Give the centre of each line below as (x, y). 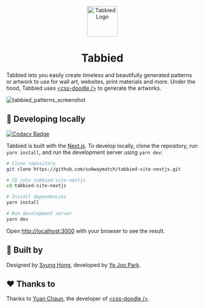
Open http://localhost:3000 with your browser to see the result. (86, 231)
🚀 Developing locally (46, 119)
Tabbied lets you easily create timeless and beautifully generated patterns (99, 75)
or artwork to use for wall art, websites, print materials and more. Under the (101, 81)
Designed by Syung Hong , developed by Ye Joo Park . (74, 265)
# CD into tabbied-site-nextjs (46, 180)
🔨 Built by (25, 250)
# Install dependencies (37, 197)
